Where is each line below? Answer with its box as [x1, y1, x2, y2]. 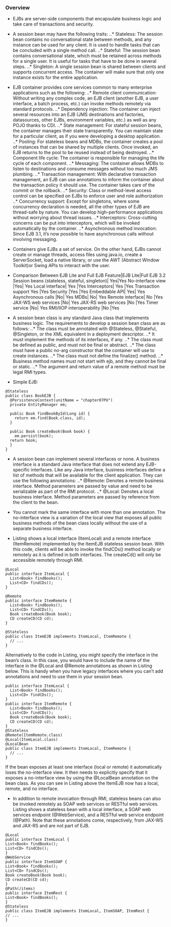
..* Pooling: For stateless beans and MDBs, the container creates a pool [12, 138, 163, 145]
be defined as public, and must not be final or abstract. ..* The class [12, 342, 156, 348]
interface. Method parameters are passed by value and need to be [12, 483, 153, 489]
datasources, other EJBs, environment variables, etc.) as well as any [12, 117, 157, 123]
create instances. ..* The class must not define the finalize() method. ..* [12, 353, 163, 359]
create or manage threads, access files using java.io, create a [12, 252, 142, 258]
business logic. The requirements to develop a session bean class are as [12, 320, 166, 326]
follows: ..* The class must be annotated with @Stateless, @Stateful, [12, 326, 157, 332]
